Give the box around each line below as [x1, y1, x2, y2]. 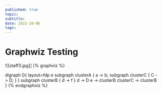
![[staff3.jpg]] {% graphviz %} [5, 63, 65, 69]
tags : [5, 25, 16, 30]
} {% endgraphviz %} [5, 83, 48, 89]
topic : [5, 12, 19, 17]
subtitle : [5, 16, 25, 21]
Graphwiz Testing [5, 46, 79, 58]
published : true [5, 7, 38, 12]
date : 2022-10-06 [5, 21, 40, 26]
